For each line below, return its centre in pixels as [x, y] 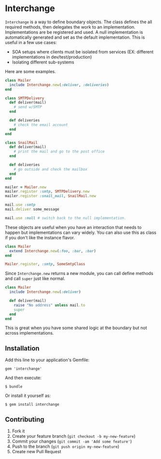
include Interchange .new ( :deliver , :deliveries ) [59, 85]
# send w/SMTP [28, 107]
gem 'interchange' [23, 369]
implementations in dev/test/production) [52, 57]
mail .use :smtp [20, 205]
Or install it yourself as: [28, 396]
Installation [22, 348]
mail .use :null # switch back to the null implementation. [66, 218]
